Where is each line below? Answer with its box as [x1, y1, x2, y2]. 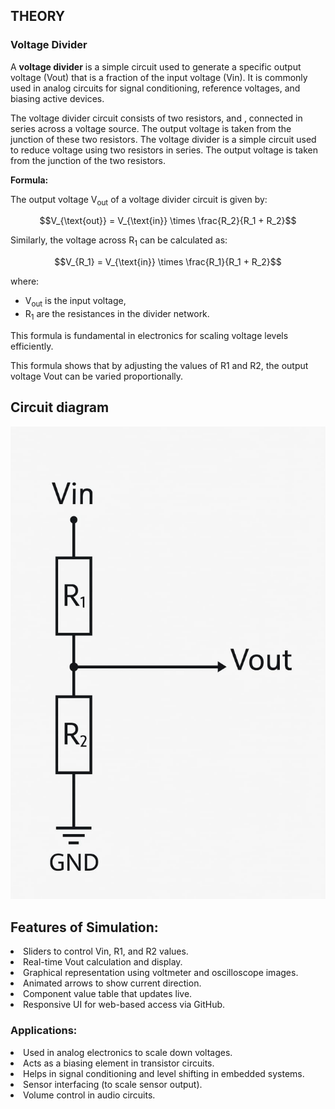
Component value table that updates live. [23, 988, 193, 1000]
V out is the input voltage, [24, 295, 127, 309]
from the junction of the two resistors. [10, 154, 166, 166]
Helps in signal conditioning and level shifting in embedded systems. [23, 1067, 305, 1079]
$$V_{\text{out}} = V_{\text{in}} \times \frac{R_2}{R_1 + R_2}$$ [39, 215, 297, 227]
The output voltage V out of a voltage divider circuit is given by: [10, 193, 268, 208]
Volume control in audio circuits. [23, 1089, 156, 1101]
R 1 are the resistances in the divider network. [24, 308, 210, 322]
